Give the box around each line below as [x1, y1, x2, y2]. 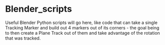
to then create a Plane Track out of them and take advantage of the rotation [5, 30, 161, 36]
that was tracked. [5, 35, 41, 41]
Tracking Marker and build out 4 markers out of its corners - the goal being [5, 24, 160, 30]
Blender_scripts [5, 3, 72, 15]
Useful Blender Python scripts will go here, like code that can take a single [5, 20, 158, 25]
